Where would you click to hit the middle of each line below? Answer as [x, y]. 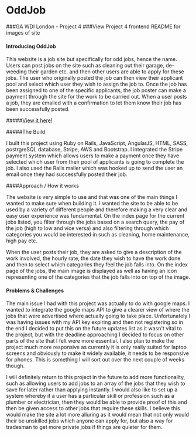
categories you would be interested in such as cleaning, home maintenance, [98, 235]
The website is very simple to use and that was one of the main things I [92, 197]
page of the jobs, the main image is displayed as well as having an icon [92, 271]
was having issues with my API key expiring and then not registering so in [94, 322]
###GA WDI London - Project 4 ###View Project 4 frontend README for [93, 26]
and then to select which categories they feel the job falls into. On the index [97, 265]
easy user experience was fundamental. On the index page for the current [95, 216]
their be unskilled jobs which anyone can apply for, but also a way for [90, 421]
